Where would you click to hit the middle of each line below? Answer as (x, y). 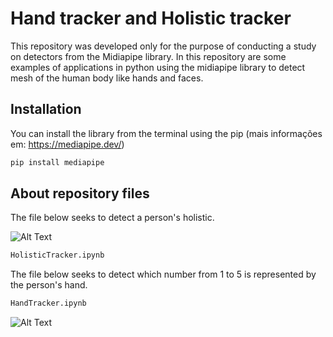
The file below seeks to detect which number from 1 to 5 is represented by (163, 274)
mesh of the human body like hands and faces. (107, 78)
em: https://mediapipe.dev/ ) (67, 144)
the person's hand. (49, 285)
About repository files (80, 193)
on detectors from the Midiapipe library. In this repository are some (148, 56)
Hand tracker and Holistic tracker (151, 18)
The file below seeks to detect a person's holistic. (112, 218)
